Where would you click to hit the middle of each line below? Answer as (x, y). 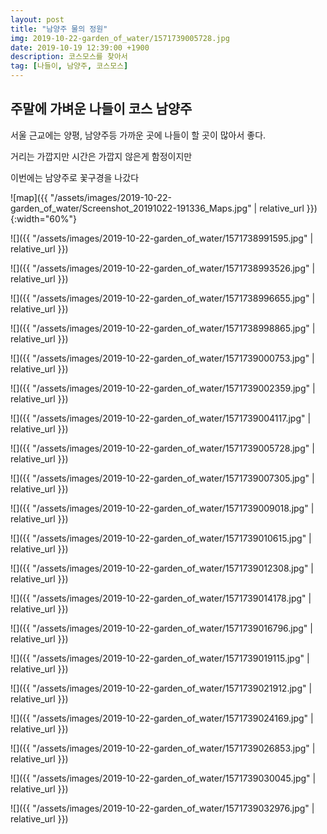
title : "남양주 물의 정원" (59, 29)
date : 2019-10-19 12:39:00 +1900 (80, 47)
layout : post (37, 19)
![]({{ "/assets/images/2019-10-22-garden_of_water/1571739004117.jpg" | (161, 418)
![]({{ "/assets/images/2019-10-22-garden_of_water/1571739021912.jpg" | (161, 688)
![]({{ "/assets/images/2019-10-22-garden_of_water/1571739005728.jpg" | (162, 448)
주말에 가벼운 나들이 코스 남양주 (101, 109)
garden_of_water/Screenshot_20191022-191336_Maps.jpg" (131, 208)
